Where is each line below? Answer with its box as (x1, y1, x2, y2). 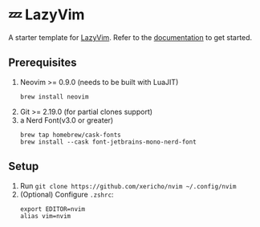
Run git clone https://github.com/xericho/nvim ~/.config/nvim (19, 180, 237, 190)
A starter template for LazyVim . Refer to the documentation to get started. (8, 32, 253, 42)
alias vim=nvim (19, 212, 71, 220)
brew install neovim (19, 92, 89, 101)
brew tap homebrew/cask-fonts (19, 131, 122, 139)
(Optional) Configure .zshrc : (19, 189, 114, 199)
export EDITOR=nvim (19, 205, 86, 213)
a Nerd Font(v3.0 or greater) (19, 115, 114, 125)
